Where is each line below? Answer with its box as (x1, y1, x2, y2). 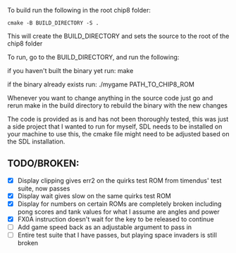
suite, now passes (17, 184, 70, 193)
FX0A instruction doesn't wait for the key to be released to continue (17, 215, 214, 223)
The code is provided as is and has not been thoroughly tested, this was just (7, 115, 229, 123)
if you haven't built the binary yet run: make (7, 67, 134, 74)
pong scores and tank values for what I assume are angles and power (17, 207, 220, 216)
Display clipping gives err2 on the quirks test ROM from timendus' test (17, 176, 222, 185)
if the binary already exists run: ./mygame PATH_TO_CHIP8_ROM (7, 80, 195, 89)
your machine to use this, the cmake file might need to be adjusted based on (7, 130, 230, 138)
